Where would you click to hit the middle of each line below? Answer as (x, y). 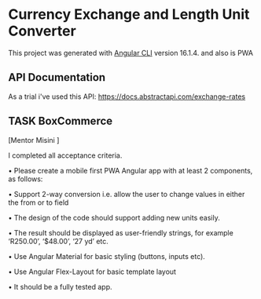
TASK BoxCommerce (61, 121)
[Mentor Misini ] (34, 140)
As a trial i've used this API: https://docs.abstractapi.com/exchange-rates (127, 97)
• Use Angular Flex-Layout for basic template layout (92, 272)
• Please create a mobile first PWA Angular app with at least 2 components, (130, 170)
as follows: (26, 179)
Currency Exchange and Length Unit (129, 15)
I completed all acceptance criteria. (65, 155)
